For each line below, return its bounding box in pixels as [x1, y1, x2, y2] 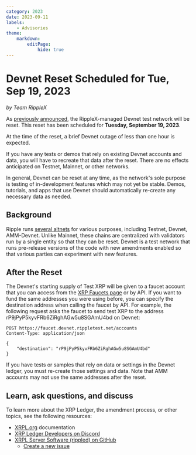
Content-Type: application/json [6, 331, 85, 337]
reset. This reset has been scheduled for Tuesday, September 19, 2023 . [6, 121, 181, 128]
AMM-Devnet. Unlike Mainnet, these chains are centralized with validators [6, 232, 185, 239]
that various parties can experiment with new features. [6, 250, 138, 257]
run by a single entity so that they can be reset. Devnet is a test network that [6, 238, 190, 245]
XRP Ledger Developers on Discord [14, 430, 101, 437]
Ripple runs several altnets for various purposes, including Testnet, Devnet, [6, 225, 188, 232]
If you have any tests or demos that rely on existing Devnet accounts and [6, 150, 182, 157]
